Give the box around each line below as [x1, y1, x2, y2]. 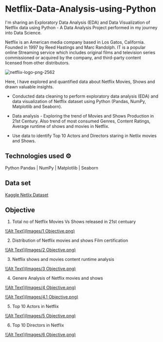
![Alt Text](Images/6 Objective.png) [5, 332, 76, 338]
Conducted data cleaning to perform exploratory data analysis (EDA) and [12, 93, 159, 99]
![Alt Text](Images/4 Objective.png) [5, 285, 76, 291]
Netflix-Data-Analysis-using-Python [5, 3, 156, 15]
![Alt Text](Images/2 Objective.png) [5, 247, 76, 253]
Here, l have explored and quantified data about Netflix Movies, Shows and [5, 79, 155, 85]
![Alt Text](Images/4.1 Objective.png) [5, 294, 79, 300]
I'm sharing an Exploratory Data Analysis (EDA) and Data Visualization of [5, 19, 150, 25]
